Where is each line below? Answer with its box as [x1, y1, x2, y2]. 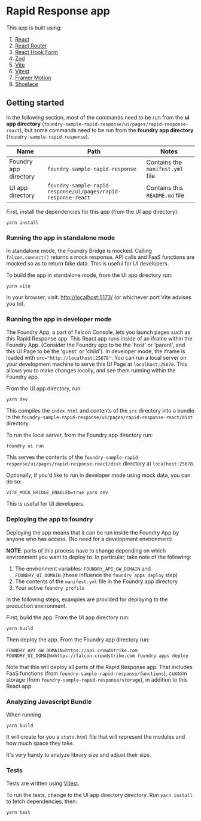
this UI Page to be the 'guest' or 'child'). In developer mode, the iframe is [6, 348, 185, 355]
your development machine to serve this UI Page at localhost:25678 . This [6, 360, 187, 368]
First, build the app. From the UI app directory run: [6, 614, 130, 621]
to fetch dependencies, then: [6, 798, 78, 805]
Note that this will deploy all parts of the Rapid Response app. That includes [6, 663, 193, 670]
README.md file [146, 191, 184, 199]
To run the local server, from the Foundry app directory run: [6, 431, 153, 439]
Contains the [146, 158, 182, 166]
